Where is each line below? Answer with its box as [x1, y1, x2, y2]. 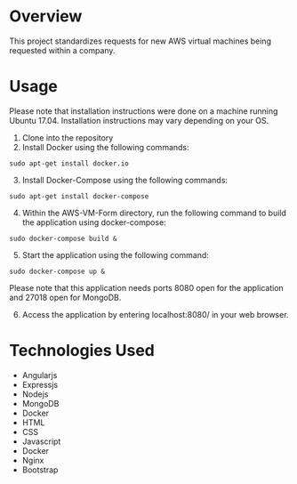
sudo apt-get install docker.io [9, 158, 129, 168]
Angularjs [21, 369, 58, 380]
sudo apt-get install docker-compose [9, 191, 149, 201]
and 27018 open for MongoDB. [9, 292, 122, 302]
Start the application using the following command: [21, 249, 209, 260]
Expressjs [21, 379, 59, 390]
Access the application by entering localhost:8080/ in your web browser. [21, 309, 289, 319]
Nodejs [21, 389, 49, 399]
